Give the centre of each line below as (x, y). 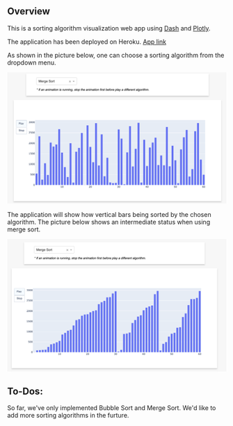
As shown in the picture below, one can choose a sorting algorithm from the (116, 55)
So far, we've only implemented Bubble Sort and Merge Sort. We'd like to (112, 408)
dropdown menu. (32, 63)
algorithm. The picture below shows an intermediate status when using (109, 222)
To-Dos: (25, 391)
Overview (29, 11)
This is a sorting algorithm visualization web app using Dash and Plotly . (109, 28)
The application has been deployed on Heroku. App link (87, 42)
